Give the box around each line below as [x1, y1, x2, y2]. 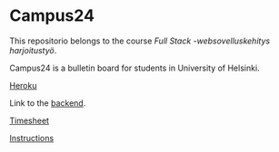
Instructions [9, 132, 55, 143]
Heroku [9, 80, 37, 90]
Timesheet [9, 115, 50, 126]
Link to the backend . [9, 97, 86, 109]
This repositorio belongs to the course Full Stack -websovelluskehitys [9, 35, 271, 46]
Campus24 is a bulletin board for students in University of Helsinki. [9, 62, 261, 73]
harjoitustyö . [9, 44, 57, 55]
